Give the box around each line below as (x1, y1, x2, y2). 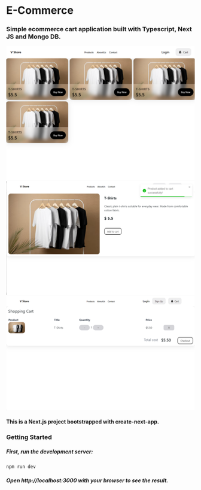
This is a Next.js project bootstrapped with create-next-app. (6, 418, 160, 425)
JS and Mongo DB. (6, 32, 61, 41)
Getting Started (6, 433, 52, 441)
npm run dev (6, 464, 36, 470)
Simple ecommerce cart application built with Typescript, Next (6, 25, 193, 34)
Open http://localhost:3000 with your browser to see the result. (6, 477, 169, 484)
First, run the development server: (6, 447, 93, 455)
